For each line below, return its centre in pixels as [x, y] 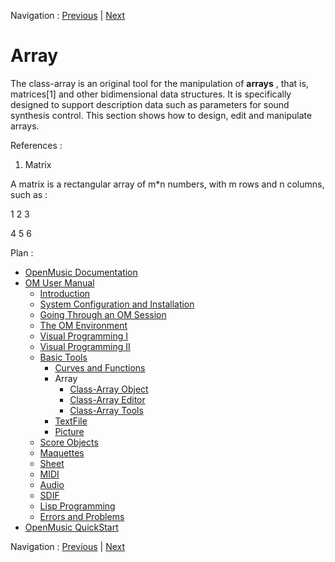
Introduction [65, 293]
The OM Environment [83, 325]
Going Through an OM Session [103, 314]
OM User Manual [59, 282]
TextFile [71, 421]
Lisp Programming [77, 506]
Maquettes [62, 452]
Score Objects [69, 442]
